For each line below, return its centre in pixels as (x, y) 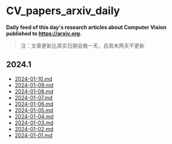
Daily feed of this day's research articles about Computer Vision (86, 27)
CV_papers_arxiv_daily (63, 11)
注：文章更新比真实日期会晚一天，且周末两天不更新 (82, 45)
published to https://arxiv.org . (44, 33)
